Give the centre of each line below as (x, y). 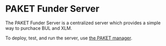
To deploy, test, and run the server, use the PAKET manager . (69, 38)
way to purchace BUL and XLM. (39, 28)
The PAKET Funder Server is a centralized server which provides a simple (83, 23)
